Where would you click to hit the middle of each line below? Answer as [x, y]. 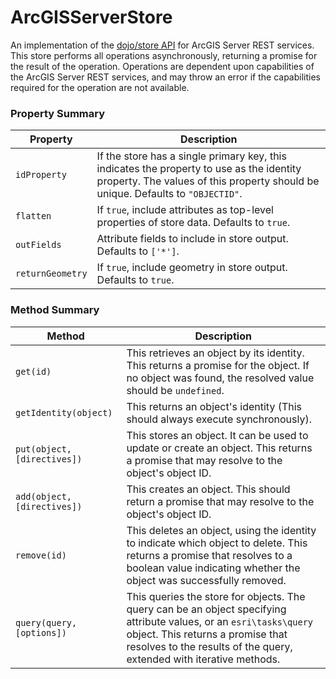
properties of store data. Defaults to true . [193, 223]
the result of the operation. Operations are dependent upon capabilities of [162, 66]
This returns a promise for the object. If [218, 365]
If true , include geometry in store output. [192, 268]
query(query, [46, 622]
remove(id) [41, 555]
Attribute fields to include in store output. [192, 239]
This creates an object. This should [208, 489]
